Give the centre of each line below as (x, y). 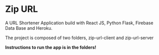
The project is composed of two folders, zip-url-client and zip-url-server (79, 38)
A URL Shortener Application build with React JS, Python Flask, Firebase (79, 23)
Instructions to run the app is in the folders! (51, 47)
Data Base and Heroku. (29, 28)
